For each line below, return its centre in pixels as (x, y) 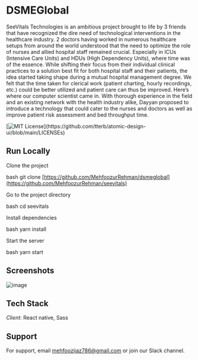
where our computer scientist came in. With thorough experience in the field (99, 96)
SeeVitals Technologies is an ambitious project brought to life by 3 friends (96, 27)
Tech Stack (27, 303)
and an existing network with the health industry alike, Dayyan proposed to (98, 102)
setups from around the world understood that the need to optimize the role (98, 46)
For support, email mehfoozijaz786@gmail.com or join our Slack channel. (95, 351)
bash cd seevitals (28, 206)
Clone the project (27, 165)
